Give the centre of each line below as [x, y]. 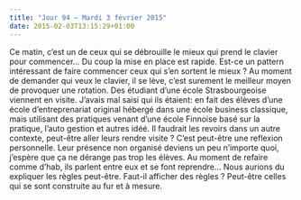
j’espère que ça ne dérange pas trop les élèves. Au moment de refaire [139, 157]
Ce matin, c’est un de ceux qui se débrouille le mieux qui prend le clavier [144, 51]
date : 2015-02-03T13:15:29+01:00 [72, 26]
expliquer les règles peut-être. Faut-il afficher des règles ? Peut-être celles [148, 176]
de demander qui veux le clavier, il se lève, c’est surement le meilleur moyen [150, 80]
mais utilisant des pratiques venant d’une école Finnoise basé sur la [135, 119]
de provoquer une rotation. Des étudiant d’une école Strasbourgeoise [138, 90]
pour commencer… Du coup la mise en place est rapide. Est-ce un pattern [147, 61]
